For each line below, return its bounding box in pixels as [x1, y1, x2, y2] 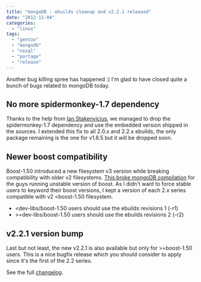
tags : [6, 31, 20, 37]
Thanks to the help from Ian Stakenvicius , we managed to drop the [6, 115, 171, 122]
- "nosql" [11, 48, 36, 54]
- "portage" [11, 53, 42, 59]
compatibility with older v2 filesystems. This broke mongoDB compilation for [6, 174, 195, 181]
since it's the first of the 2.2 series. [6, 257, 92, 264]
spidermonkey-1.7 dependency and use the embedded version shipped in [6, 121, 188, 129]
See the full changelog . [6, 268, 64, 276]
